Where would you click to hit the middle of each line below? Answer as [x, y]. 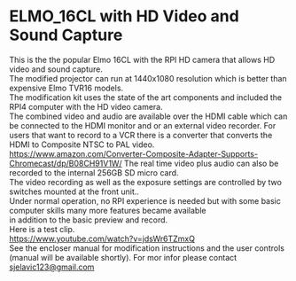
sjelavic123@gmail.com [52, 267]
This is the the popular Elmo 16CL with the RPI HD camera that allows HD [142, 59]
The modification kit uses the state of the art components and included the [146, 97]
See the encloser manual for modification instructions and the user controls [147, 248]
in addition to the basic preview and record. [89, 220]
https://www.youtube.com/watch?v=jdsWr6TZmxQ [102, 238]
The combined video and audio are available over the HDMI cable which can [148, 116]
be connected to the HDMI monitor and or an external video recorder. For [143, 125]
